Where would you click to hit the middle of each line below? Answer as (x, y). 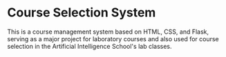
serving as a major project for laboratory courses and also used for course (113, 38)
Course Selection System (82, 13)
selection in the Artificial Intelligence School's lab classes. (90, 46)
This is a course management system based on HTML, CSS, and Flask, (108, 32)
